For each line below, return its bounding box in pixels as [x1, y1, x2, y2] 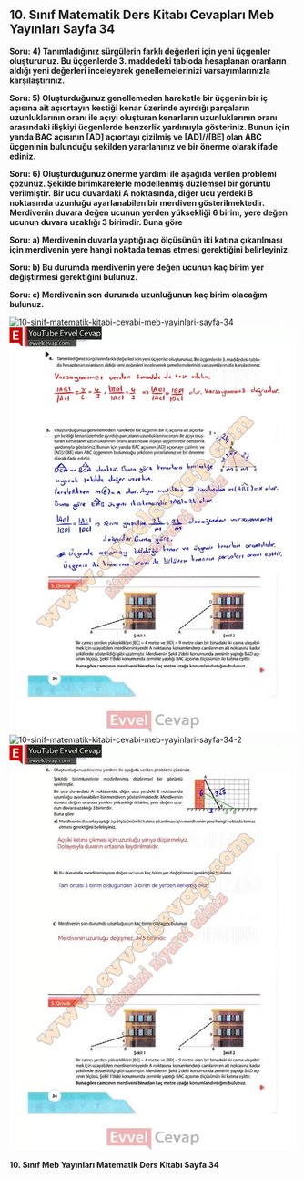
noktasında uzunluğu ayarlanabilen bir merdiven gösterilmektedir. [9, 197, 266, 208]
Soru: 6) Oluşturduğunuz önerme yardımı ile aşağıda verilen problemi [9, 168, 277, 179]
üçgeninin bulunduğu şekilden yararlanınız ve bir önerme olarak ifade [9, 140, 278, 151]
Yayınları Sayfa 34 [9, 22, 116, 37]
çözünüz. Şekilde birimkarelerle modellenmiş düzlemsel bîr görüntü [9, 178, 271, 189]
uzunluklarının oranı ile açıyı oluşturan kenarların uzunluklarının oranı [9, 111, 278, 122]
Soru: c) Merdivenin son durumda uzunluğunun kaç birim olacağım [9, 289, 268, 300]
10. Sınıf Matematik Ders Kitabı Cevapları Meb [9, 7, 275, 23]
